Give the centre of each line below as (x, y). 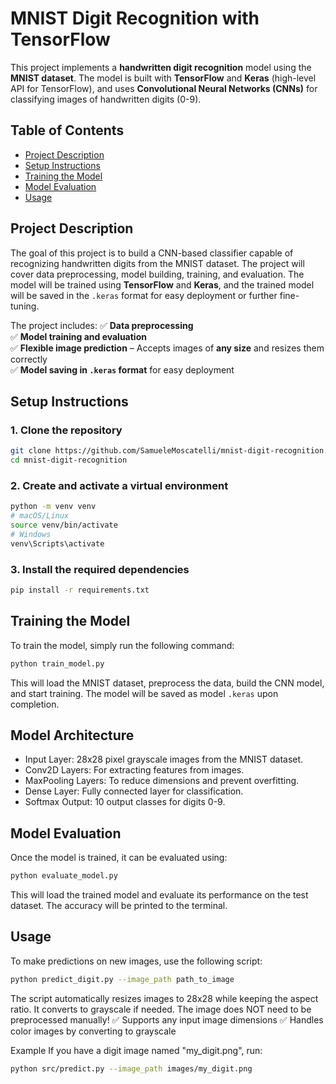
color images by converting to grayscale (93, 1031)
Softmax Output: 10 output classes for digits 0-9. (125, 802)
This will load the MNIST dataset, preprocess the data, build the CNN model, (167, 683)
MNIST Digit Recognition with (135, 18)
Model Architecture (72, 735)
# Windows (31, 534)
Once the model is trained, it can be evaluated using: (119, 858)
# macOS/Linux (40, 516)
